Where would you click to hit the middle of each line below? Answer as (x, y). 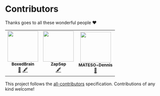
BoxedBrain (23, 64)
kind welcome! (20, 89)
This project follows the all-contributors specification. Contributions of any (80, 84)
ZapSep (58, 64)
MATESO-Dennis (96, 65)
